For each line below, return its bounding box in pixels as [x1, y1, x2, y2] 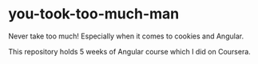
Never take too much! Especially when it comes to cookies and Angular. [8, 31, 244, 41]
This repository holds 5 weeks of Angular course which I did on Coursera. [8, 46, 252, 56]
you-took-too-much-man [8, 5, 180, 23]
